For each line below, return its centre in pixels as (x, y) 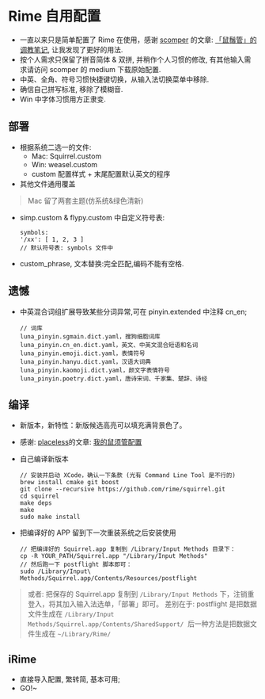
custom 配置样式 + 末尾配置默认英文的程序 (101, 174)
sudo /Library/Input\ (55, 571)
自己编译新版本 (44, 459)
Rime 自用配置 (55, 16)
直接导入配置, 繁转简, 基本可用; (70, 679)
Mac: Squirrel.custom (66, 156)
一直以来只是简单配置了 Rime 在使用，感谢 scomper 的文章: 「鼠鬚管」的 (138, 40)
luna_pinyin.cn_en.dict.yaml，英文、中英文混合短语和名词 (109, 345)
